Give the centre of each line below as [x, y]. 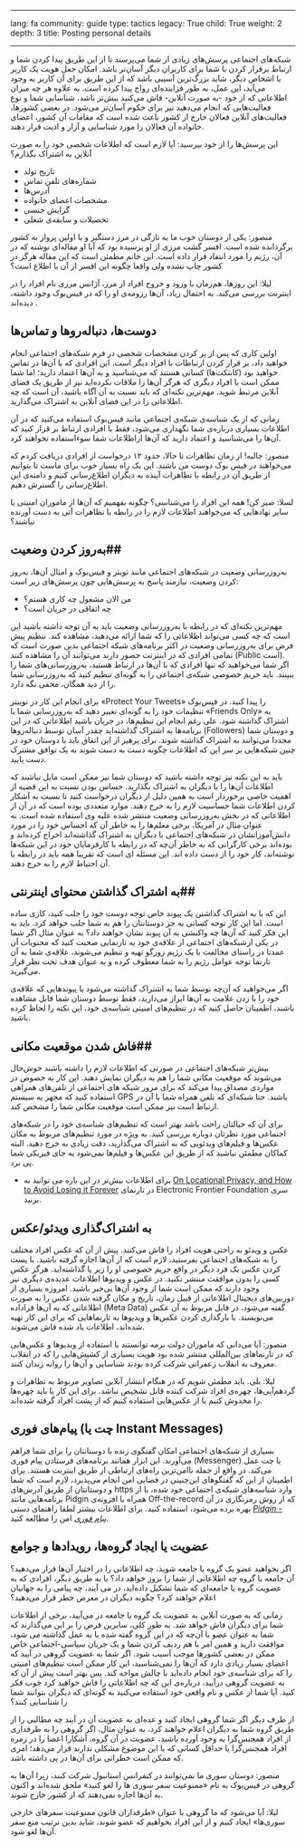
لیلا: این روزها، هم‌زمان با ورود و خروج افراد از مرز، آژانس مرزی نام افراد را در [141, 283]
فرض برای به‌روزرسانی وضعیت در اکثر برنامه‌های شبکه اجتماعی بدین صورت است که [152, 645]
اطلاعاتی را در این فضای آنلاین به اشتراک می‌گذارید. [97, 401]
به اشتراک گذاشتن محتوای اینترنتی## [103, 892]
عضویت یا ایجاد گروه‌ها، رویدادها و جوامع [110, 1546]
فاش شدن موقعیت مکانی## [81, 1046]
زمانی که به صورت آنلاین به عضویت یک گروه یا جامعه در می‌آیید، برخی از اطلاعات [147, 1615]
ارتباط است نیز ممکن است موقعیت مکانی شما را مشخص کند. [115, 1107]
